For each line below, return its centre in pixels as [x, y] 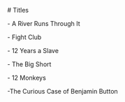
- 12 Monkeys [27, 78]
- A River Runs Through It [44, 23]
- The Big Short [29, 64]
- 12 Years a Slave [33, 51]
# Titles [18, 10]
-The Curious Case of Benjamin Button [63, 91]
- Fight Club [24, 37]
